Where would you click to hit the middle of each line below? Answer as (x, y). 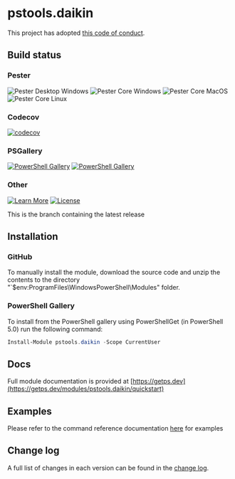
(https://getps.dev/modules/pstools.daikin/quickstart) (86, 389)
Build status (35, 55)
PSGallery (25, 151)
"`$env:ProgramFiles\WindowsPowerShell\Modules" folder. (94, 288)
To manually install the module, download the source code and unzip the (114, 273)
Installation (33, 236)
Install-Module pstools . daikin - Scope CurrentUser (84, 342)
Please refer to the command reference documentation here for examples (115, 428)
